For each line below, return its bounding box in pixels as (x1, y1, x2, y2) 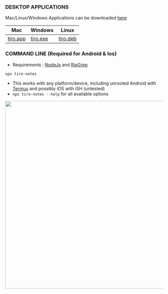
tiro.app (7, 35, 26, 42)
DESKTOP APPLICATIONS (5, 4, 69, 11)
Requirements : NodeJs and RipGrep (12, 62, 88, 68)
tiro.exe (30, 35, 48, 42)
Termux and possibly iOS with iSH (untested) (12, 85, 105, 91)
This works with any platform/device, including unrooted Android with (12, 80, 156, 86)
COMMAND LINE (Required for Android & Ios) (5, 50, 117, 57)
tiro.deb (58, 35, 77, 42)
